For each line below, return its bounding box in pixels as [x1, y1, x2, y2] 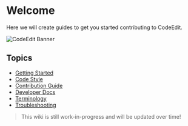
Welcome [6, 4, 55, 18]
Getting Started [15, 69, 53, 76]
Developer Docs [15, 88, 56, 96]
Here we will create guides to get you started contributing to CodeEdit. [6, 24, 183, 31]
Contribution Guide [15, 82, 63, 89]
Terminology [15, 94, 47, 102]
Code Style [15, 75, 44, 82]
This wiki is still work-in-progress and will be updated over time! [21, 113, 181, 120]
